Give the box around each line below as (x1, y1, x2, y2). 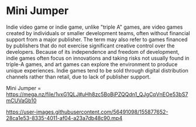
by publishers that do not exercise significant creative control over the (6, 42, 175, 49)
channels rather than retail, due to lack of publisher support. (6, 73, 151, 80)
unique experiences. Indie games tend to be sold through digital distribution (6, 67, 189, 74)
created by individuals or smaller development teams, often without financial (6, 29, 190, 36)
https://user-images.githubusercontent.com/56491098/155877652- (6, 108, 169, 115)
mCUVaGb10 (6, 97, 37, 104)
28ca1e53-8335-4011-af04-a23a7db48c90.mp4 (6, 114, 123, 121)
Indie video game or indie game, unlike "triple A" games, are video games (6, 23, 183, 30)
